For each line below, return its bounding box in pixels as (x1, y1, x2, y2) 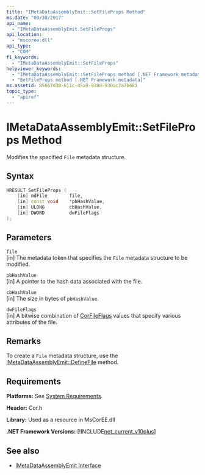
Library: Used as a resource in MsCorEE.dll (6, 416, 115, 424)
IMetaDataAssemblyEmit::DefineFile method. (6, 359, 119, 366)
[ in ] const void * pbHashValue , (17, 199, 105, 205)
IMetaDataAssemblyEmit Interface (15, 462, 101, 469)
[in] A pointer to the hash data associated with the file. (6, 277, 143, 285)
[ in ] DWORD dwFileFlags (17, 210, 99, 216)
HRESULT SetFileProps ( (6, 187, 67, 193)
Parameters (6, 232, 52, 243)
